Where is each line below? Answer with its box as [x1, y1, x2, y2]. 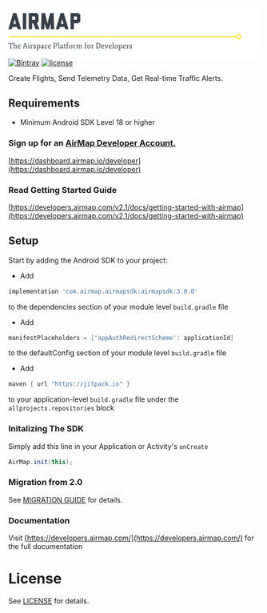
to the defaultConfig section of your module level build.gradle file [8, 348, 227, 358]
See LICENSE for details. [8, 596, 90, 606]
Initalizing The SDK [8, 423, 84, 435]
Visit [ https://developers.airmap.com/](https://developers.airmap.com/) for [8, 533, 254, 543]
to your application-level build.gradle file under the [8, 395, 179, 404]
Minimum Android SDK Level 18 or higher [19, 118, 156, 127]
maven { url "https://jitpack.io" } [8, 380, 130, 388]
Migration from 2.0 [8, 477, 83, 488]
